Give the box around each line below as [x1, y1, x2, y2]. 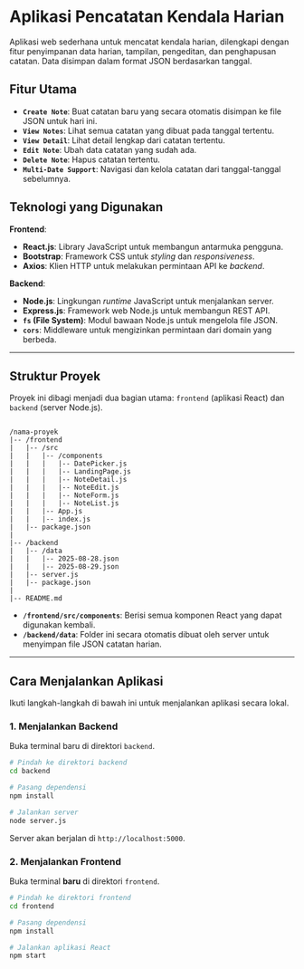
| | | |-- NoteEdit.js [9, 483, 119, 493]
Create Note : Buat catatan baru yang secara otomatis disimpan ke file [22, 106, 282, 117]
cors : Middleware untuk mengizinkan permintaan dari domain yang [22, 324, 272, 335]
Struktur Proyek [9, 369, 101, 384]
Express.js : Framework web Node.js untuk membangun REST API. [22, 305, 271, 316]
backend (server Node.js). [9, 402, 103, 413]
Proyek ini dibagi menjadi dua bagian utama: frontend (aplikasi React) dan [9, 392, 285, 404]
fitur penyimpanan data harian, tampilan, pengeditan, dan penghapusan [9, 45, 277, 56]
